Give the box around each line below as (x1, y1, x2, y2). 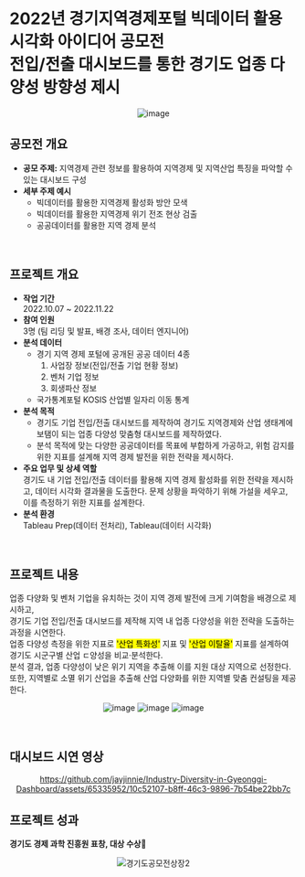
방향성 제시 (42, 77, 121, 98)
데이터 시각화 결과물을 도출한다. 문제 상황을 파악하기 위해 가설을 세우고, (35, 486, 289, 497)
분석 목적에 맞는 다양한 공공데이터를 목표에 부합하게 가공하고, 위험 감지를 (36, 440, 295, 451)
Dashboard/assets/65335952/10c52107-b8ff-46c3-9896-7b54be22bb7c (16, 784, 291, 795)
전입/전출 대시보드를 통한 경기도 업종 (9, 54, 267, 75)
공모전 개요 (9, 136, 68, 152)
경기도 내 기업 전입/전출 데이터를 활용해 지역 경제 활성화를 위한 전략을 (22, 474, 269, 485)
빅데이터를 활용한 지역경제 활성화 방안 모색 (36, 197, 189, 208)
